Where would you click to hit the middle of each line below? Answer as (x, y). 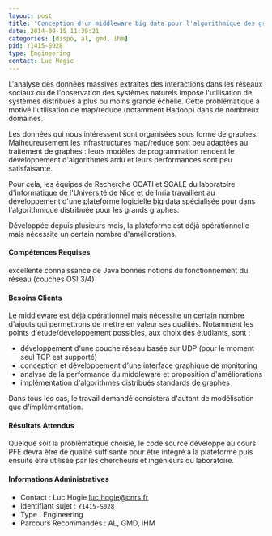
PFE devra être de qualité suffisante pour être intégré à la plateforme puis (131, 452)
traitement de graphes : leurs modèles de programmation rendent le (121, 151)
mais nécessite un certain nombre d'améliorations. (93, 234)
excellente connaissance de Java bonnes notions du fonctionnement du (128, 271)
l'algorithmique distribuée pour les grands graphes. (94, 209)
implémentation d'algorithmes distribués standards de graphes (125, 383)
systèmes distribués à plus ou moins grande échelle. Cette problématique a (134, 101)
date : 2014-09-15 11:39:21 (54, 31)
